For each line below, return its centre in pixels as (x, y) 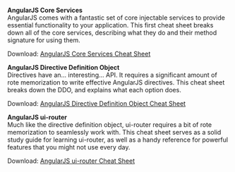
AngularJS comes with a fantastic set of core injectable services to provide (116, 18)
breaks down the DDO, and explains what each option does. (94, 90)
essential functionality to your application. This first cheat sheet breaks (110, 25)
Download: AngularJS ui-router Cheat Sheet (71, 161)
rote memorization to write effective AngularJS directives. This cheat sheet (116, 82)
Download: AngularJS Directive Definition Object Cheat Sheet (96, 104)
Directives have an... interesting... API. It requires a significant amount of (112, 75)
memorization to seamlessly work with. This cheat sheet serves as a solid (114, 132)
